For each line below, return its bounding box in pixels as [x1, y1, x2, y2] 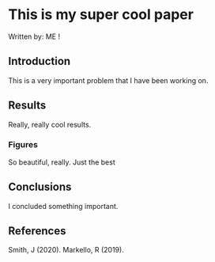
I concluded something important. [8, 201, 119, 211]
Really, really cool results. [8, 120, 92, 129]
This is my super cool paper [8, 6, 194, 24]
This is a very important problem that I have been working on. [8, 75, 209, 85]
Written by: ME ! [8, 32, 61, 41]
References [8, 224, 66, 238]
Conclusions [8, 180, 72, 194]
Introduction [8, 55, 71, 68]
